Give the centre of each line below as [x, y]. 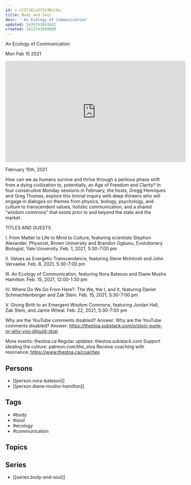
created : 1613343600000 [31, 29]
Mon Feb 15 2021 [23, 54]
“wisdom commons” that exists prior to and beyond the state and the [78, 212]
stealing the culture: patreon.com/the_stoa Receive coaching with [75, 347]
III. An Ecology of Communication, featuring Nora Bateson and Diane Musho [86, 274]
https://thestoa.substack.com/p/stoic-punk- [116, 326]
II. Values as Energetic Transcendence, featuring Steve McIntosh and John [84, 259]
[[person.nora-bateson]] [39, 381]
